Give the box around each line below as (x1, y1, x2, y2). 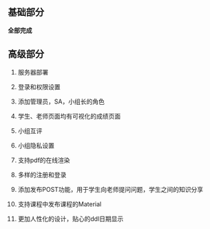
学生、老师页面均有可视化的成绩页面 (17, 112, 121, 120)
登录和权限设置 (17, 82, 61, 91)
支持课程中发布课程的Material (17, 199, 102, 208)
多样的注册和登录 (17, 170, 67, 179)
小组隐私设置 (17, 141, 54, 150)
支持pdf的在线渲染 (17, 156, 71, 164)
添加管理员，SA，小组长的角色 (17, 97, 105, 106)
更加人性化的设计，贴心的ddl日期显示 (17, 215, 124, 223)
